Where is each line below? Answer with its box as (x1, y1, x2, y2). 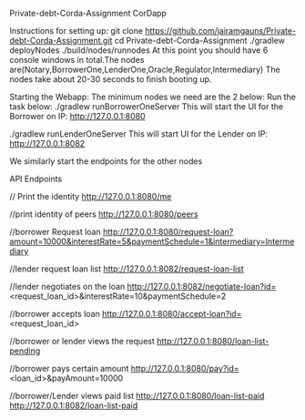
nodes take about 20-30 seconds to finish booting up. (9, 74, 212, 85)
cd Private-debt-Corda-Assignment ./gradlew (114, 36, 285, 46)
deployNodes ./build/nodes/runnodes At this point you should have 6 (9, 45, 269, 56)
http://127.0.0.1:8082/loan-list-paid (9, 400, 138, 411)
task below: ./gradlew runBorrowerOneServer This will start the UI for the (9, 101, 284, 112)
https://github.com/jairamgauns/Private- (145, 26, 297, 36)
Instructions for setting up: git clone (9, 26, 144, 36)
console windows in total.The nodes (9, 55, 145, 65)
